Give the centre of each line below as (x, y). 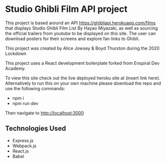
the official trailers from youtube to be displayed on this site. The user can (81, 33)
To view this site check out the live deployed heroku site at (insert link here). (83, 78)
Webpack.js (24, 146)
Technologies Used (35, 129)
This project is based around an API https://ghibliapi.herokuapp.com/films (81, 23)
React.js (21, 151)
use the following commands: (35, 88)
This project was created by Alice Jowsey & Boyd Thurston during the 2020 (83, 48)
